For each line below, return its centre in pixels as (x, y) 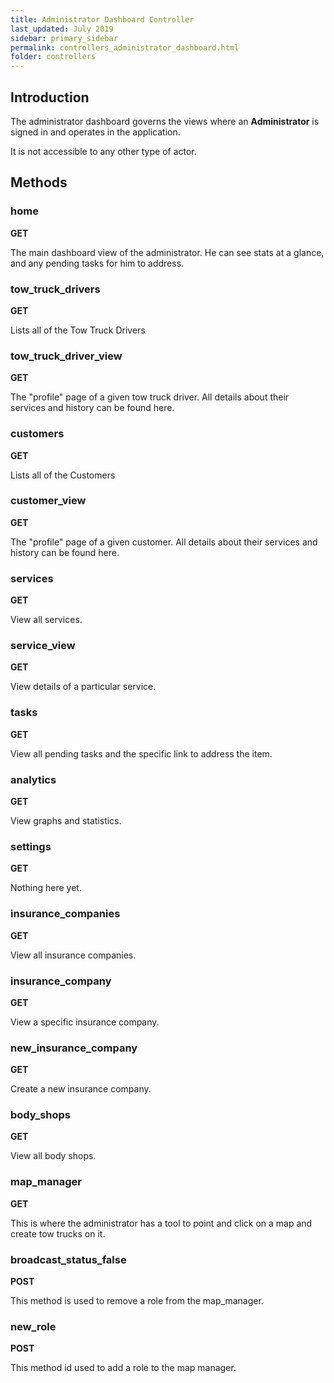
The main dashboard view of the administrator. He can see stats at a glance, (167, 252)
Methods (39, 182)
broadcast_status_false (68, 1259)
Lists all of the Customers (63, 475)
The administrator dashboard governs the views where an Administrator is (165, 121)
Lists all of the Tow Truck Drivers (78, 330)
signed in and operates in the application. (95, 132)
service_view (43, 646)
